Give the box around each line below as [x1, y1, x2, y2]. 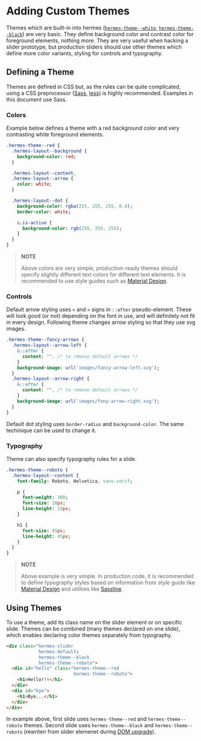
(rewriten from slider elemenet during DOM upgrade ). [23, 728, 156, 736]
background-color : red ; [17, 153, 77, 160]
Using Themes [6, 603, 62, 613]
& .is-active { [17, 219, 52, 226]
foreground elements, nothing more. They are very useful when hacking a [6, 37, 188, 44]
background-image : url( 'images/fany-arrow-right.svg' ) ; [17, 398, 160, 404]
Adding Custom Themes [6, 4, 130, 18]
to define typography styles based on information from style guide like [20, 579, 196, 587]
